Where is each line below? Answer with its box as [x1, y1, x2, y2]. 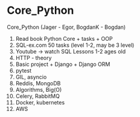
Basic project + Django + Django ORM [15, 61, 110, 68]
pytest [15, 67, 32, 74]
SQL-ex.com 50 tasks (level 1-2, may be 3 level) [15, 41, 135, 49]
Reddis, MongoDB [15, 79, 61, 87]
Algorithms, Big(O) [15, 86, 62, 93]
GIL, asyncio [15, 73, 47, 80]
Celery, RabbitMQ [15, 92, 60, 100]
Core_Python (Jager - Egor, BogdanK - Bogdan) [7, 23, 126, 31]
